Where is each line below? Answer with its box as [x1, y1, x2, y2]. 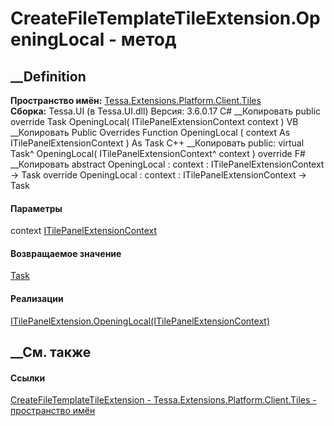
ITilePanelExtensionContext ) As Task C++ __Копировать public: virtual [10, 137, 305, 149]
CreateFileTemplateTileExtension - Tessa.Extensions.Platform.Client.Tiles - [10, 394, 317, 406]
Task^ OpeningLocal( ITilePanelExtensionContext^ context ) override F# [10, 148, 306, 159]
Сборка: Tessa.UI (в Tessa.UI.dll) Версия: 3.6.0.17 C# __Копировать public [10, 105, 322, 117]
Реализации [10, 293, 64, 304]
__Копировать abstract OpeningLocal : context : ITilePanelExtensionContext [10, 158, 325, 170]
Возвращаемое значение [10, 247, 122, 259]
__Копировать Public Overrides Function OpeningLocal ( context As [10, 127, 291, 138]
